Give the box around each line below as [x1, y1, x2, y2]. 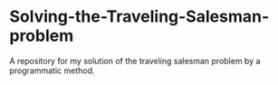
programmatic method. [9, 65, 95, 76]
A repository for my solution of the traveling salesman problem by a [9, 55, 261, 66]
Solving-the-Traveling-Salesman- [9, 6, 270, 27]
